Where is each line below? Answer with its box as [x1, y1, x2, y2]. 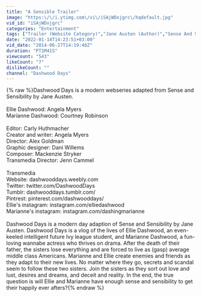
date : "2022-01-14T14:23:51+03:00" [6, 37, 96, 43]
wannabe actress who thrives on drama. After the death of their [22, 239, 180, 247]
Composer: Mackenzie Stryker [6, 151, 82, 158]
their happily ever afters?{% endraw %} [6, 284, 105, 292]
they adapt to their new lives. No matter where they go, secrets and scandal [6, 259, 194, 266]
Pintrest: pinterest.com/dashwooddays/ [6, 195, 104, 202]
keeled [6, 233, 23, 241]
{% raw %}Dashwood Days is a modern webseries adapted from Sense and [6, 86, 194, 94]
